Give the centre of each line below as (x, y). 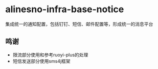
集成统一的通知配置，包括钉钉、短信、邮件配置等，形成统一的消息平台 (79, 24)
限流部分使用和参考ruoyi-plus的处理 (50, 55)
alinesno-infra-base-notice (65, 9)
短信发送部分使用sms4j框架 (41, 61)
